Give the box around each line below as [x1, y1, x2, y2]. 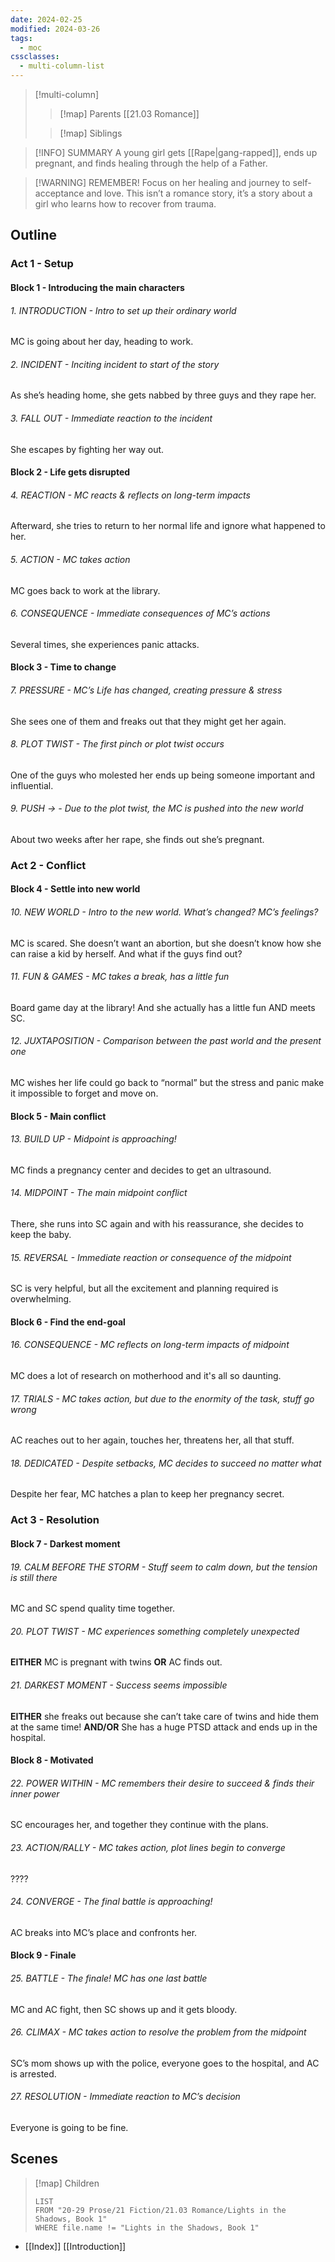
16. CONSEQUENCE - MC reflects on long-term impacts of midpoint [10, 1339, 290, 1351]
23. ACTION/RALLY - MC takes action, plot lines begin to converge [10, 1841, 286, 1853]
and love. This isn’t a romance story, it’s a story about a [86, 187, 313, 199]
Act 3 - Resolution [10, 1513, 100, 1527]
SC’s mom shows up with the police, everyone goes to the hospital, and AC [10, 2057, 320, 2069]
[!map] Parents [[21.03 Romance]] [59, 108, 200, 120]
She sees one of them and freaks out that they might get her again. [10, 715, 287, 727]
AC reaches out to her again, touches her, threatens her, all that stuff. [10, 1434, 295, 1446]
